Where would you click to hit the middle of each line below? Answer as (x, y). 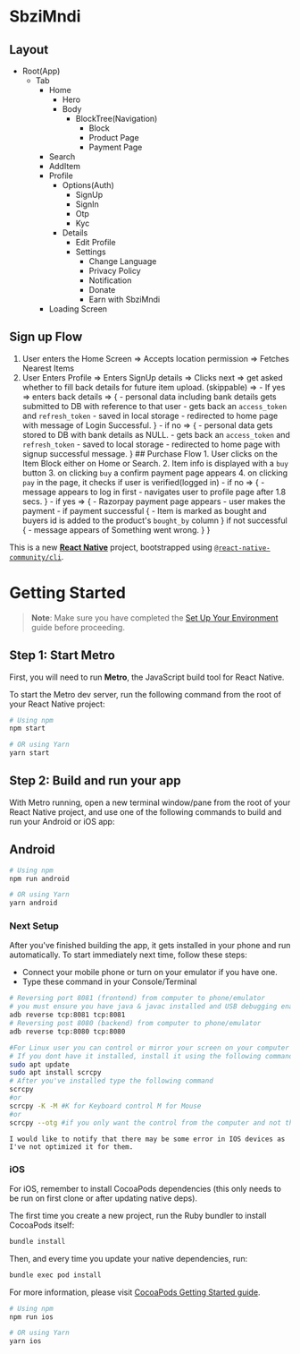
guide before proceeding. (78, 627)
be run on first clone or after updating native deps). (104, 1198)
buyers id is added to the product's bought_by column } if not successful (154, 520)
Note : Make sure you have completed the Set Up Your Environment (154, 617)
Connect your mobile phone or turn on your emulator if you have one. (150, 973)
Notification (110, 280)
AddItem (65, 166)
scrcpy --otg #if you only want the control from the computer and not (145, 1123)
